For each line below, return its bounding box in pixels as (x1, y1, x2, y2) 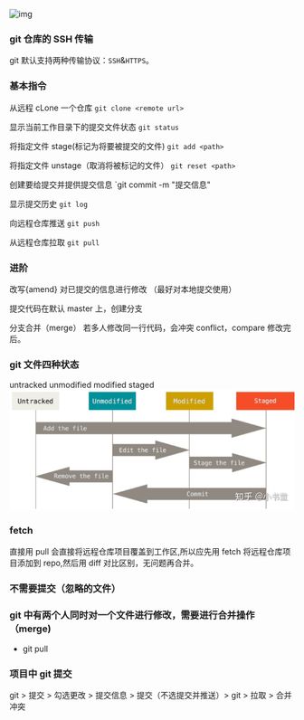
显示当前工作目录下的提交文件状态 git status (9, 121, 179, 132)
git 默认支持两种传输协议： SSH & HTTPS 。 (9, 55, 154, 66)
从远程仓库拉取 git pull (9, 236, 100, 248)
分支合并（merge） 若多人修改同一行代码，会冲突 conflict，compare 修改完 (9, 322, 291, 333)
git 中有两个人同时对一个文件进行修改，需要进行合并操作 (9, 609, 255, 621)
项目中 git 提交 (9, 668, 72, 680)
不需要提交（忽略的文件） (9, 582, 121, 594)
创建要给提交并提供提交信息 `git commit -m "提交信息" (9, 179, 211, 190)
